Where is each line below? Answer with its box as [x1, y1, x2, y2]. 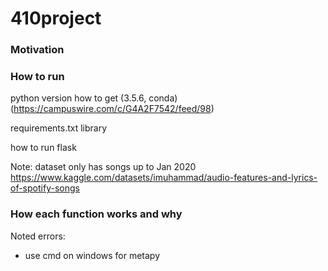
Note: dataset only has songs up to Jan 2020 [10, 161, 197, 173]
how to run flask [10, 142, 77, 154]
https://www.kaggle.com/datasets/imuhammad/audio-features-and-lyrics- [10, 172, 318, 184]
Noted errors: [10, 230, 66, 242]
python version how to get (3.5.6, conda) [10, 92, 178, 104]
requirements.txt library [10, 122, 108, 134]
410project [10, 7, 102, 30]
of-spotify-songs [10, 182, 80, 194]
